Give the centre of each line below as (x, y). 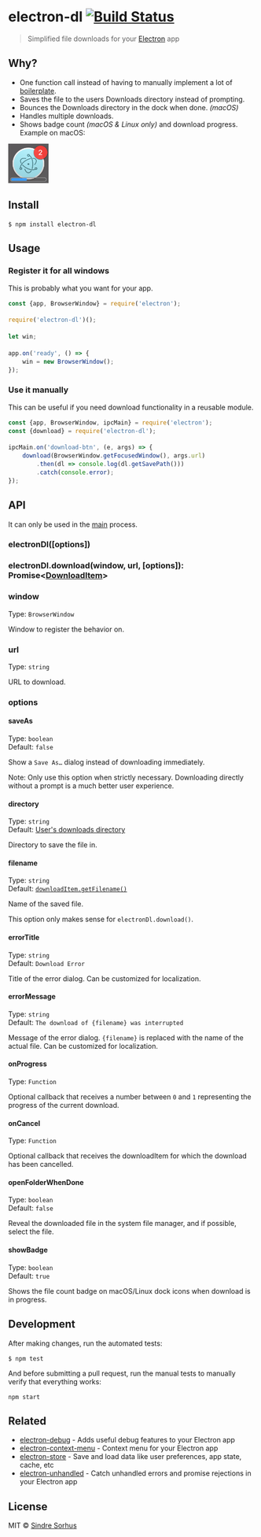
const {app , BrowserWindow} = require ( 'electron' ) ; (94, 303)
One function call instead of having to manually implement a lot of (126, 82)
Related (28, 1421)
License (28, 1507)
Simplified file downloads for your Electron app (103, 39)
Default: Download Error (46, 963)
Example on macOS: (52, 132)
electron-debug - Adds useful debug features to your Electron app (127, 1440)
